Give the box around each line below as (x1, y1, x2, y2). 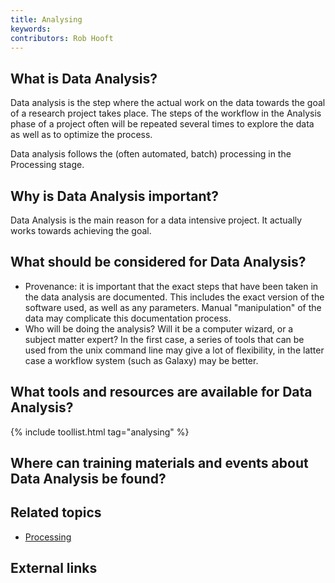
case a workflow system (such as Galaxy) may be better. (24, 354, 259, 366)
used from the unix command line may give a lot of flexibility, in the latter (24, 344, 325, 356)
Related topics (10, 504, 102, 521)
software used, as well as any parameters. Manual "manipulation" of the (24, 301, 322, 313)
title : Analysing (10, 14, 83, 25)
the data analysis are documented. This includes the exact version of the (24, 291, 325, 303)
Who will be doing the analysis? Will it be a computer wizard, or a (24, 322, 294, 335)
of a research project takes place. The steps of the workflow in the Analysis (10, 107, 322, 120)
